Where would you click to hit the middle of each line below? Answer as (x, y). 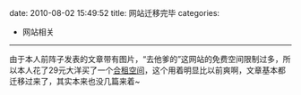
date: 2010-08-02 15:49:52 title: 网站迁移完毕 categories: (115, 13)
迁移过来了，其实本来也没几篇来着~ (75, 81)
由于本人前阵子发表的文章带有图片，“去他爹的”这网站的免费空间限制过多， (146, 59)
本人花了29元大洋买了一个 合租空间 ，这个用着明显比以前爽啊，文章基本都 (151, 70)
